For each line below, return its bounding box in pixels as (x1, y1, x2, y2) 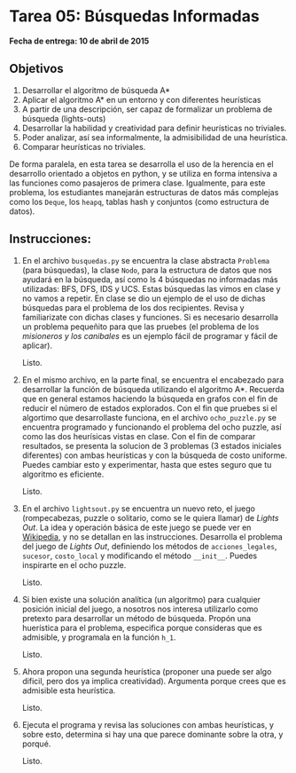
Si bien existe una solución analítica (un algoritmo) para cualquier (21, 594, 261, 604)
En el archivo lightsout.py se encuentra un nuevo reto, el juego (21, 503, 255, 514)
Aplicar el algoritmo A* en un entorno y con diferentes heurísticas (21, 94, 261, 105)
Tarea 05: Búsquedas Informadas (9, 6, 260, 27)
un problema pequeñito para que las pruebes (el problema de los (21, 321, 260, 332)
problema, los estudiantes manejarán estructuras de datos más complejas (9, 186, 279, 197)
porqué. (21, 738, 51, 749)
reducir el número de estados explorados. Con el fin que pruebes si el (21, 402, 277, 414)
